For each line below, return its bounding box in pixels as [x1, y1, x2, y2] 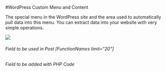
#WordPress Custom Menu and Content [5, 5, 89, 10]
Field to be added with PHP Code [5, 61, 75, 67]
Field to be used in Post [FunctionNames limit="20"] [5, 45, 114, 52]
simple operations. [5, 25, 44, 31]
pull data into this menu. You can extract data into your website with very [5, 20, 157, 25]
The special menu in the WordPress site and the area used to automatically [5, 14, 161, 20]
